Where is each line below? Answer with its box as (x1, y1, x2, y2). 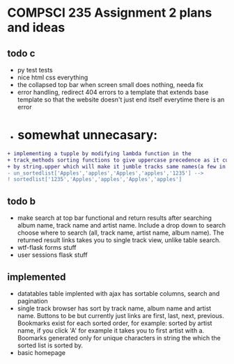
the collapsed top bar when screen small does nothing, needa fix (17, 81, 204, 88)
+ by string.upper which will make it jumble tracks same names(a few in (7, 163, 226, 170)
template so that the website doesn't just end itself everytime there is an (17, 95, 225, 104)
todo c (7, 47, 36, 59)
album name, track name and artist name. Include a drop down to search (17, 221, 226, 230)
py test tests (17, 66, 54, 74)
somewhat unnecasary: (17, 127, 158, 143)
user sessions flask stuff (17, 251, 88, 259)
